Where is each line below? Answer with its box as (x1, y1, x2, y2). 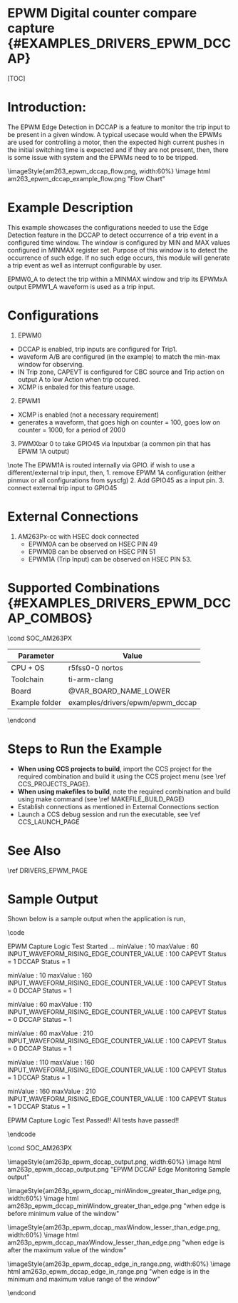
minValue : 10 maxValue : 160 (7, 971, 93, 980)
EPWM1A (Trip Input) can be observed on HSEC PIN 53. (28, 554, 192, 563)
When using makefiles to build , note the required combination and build (17, 787, 231, 796)
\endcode (7, 1130, 36, 1139)
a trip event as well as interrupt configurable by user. (7, 260, 162, 269)
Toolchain (11, 674, 44, 684)
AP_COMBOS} (7, 610, 93, 626)
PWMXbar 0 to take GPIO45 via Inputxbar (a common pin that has (17, 439, 212, 447)
